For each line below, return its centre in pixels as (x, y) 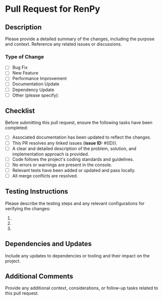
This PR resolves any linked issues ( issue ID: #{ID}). (65, 143)
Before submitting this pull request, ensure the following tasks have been (79, 123)
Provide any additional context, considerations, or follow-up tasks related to (82, 288)
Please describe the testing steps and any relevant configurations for (75, 203)
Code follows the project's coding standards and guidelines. (73, 159)
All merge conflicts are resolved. (45, 176)
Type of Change (25, 56)
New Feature (25, 73)
